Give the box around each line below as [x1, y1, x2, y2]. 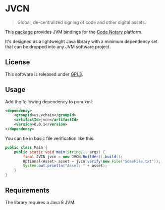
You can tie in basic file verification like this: [5, 135, 95, 141]
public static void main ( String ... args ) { [14, 149, 106, 155]
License [5, 58, 30, 67]
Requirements [5, 186, 50, 195]
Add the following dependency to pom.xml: [5, 98, 93, 104]
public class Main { [5, 145, 48, 150]
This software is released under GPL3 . [5, 71, 83, 77]
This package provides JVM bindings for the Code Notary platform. [5, 29, 143, 35]
